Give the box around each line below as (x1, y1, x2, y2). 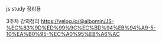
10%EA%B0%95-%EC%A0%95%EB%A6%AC (6, 31, 120, 37)
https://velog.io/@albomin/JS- (40, 18, 114, 25)
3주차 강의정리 (6, 18, 40, 25)
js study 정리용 (6, 5, 41, 12)
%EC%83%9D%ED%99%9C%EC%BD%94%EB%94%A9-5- (6, 24, 156, 31)
